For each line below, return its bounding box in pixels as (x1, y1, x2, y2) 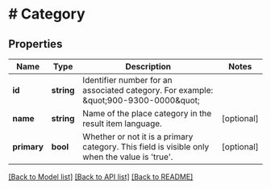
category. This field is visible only (82, 141, 210, 152)
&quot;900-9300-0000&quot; (82, 94, 200, 106)
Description (124, 61, 172, 72)
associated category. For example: (82, 85, 214, 95)
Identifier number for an (82, 74, 173, 86)
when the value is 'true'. (82, 151, 173, 162)
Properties (8, 37, 63, 51)
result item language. (82, 118, 163, 129)
